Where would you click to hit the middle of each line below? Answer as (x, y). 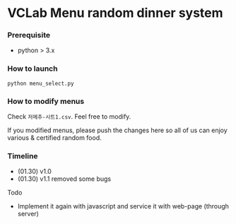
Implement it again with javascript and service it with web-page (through (123, 206)
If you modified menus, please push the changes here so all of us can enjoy (117, 130)
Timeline (23, 156)
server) (28, 214)
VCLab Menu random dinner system (116, 13)
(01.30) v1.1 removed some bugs (64, 179)
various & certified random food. (55, 138)
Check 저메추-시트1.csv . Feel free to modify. (69, 117)
